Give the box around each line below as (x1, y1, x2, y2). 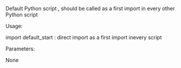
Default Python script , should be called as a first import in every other (5, 5, 175, 12)
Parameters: (5, 45, 35, 52)
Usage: (5, 23, 23, 29)
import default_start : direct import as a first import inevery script (5, 34, 162, 40)
